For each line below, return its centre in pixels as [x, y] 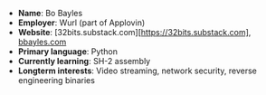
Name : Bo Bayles [50, 13]
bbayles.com [42, 42]
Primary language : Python [68, 52]
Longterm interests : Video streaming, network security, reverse [138, 71]
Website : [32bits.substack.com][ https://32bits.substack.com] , [134, 32]
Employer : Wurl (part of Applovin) [81, 23]
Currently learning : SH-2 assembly [84, 61]
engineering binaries [56, 80]
